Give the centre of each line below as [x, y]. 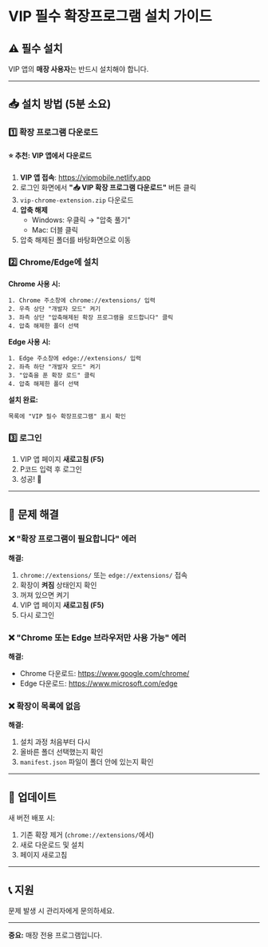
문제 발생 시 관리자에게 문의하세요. [61, 911]
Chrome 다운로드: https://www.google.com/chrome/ [104, 674]
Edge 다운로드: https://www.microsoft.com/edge [99, 683]
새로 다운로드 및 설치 [52, 845]
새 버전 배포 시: [32, 818]
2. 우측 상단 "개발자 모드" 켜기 [55, 308]
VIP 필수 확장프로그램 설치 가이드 [110, 16]
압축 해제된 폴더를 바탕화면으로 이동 [75, 240]
